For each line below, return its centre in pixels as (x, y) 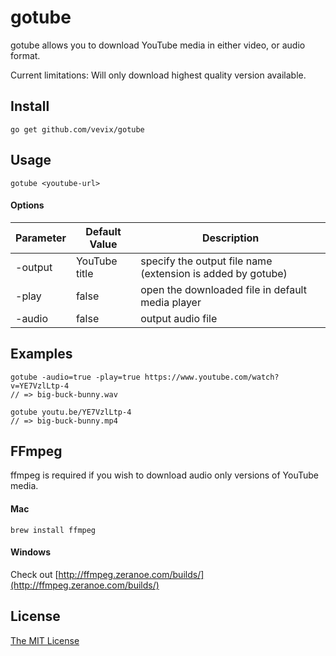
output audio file (179, 318)
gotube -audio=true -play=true (75, 377)
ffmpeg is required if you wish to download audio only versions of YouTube (164, 475)
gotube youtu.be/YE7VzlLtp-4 (71, 412)
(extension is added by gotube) (214, 273)
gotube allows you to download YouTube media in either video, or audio (158, 45)
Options (27, 205)
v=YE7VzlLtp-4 (40, 386)
